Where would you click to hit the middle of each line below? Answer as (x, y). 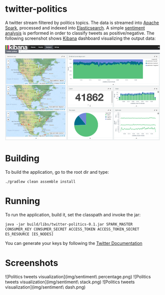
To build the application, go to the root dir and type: (57, 172)
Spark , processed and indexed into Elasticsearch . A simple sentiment (75, 27)
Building (22, 159)
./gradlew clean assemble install (41, 182)
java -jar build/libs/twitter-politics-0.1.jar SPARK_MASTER (69, 224)
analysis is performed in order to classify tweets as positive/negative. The (80, 33)
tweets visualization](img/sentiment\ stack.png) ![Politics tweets (70, 282)
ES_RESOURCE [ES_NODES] (29, 234)
